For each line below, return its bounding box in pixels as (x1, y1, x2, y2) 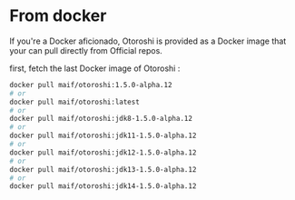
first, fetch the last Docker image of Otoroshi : (9, 63, 181, 74)
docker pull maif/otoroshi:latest (9, 97, 141, 106)
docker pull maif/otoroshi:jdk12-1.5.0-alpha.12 (9, 147, 197, 157)
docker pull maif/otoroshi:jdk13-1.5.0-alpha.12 (9, 165, 197, 174)
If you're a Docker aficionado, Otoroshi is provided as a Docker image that (9, 35, 287, 46)
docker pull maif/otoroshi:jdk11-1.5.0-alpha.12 (9, 131, 197, 141)
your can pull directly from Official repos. (9, 45, 163, 55)
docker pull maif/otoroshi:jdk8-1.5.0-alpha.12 (9, 115, 193, 124)
